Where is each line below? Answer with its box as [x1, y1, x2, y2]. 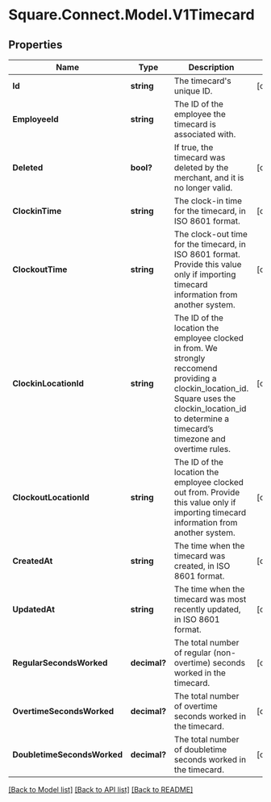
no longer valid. [173, 182, 233, 193]
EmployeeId [12, 114, 59, 124]
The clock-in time [173, 195, 243, 207]
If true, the [173, 142, 214, 152]
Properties [8, 38, 63, 52]
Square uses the [173, 393, 236, 404]
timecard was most [173, 594, 247, 604]
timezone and [173, 433, 226, 445]
